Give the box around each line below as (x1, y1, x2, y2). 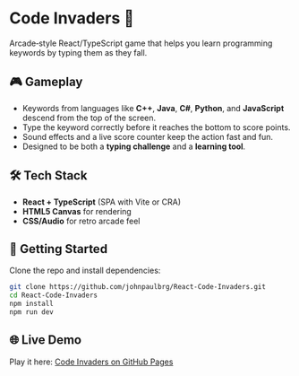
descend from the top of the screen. (21, 112, 157, 123)
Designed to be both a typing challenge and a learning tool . (21, 141, 246, 152)
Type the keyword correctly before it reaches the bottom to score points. (21, 121, 291, 133)
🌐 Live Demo (9, 332, 82, 348)
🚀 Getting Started (9, 241, 108, 257)
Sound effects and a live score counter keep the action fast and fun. (21, 131, 274, 142)
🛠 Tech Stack (9, 168, 88, 183)
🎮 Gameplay (9, 74, 83, 90)
